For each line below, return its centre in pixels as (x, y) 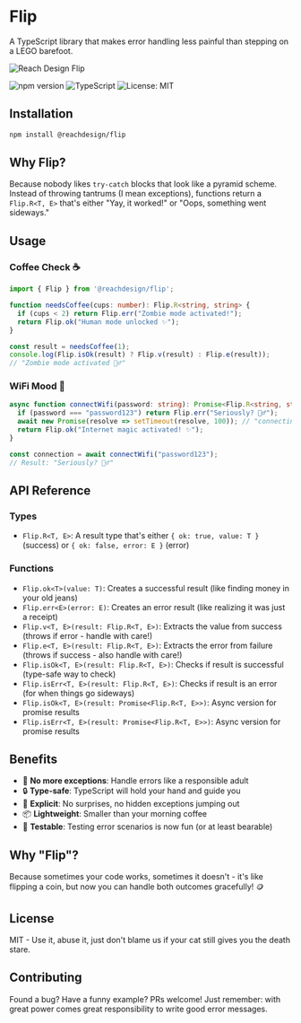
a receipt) (40, 616)
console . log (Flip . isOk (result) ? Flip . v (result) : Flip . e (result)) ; (140, 355)
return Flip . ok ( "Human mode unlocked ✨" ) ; (99, 322)
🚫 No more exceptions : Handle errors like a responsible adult (135, 781)
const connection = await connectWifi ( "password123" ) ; (114, 454)
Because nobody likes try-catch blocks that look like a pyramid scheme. (143, 184)
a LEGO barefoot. (41, 50)
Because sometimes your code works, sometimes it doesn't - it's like (137, 877)
